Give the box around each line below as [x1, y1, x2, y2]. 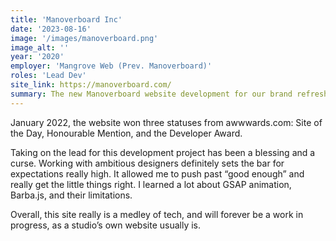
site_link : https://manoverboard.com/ [10, 80, 172, 90]
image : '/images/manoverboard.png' [10, 33, 159, 43]
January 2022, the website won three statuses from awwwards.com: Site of [10, 116, 323, 128]
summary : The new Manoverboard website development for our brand [10, 89, 293, 99]
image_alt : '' [10, 42, 70, 53]
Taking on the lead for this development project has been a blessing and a [10, 146, 316, 158]
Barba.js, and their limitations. [10, 189, 133, 201]
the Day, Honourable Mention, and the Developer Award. [10, 127, 243, 139]
